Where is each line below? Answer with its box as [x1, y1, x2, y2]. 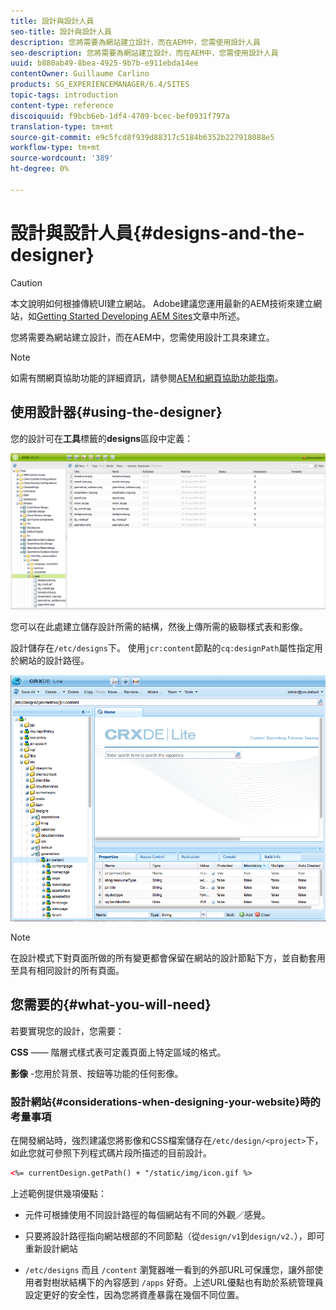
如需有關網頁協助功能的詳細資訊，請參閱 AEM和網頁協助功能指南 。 [10, 371, 284, 384]
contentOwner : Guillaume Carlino [10, 69, 150, 79]
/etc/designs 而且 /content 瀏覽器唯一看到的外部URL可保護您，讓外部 [24, 1263, 315, 1275]
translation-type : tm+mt [10, 121, 114, 132]
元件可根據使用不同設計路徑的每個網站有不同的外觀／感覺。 [24, 1208, 271, 1220]
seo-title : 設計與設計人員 [10, 26, 113, 37]
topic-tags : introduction [10, 90, 118, 100]
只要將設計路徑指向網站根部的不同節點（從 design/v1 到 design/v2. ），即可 [24, 1230, 325, 1242]
